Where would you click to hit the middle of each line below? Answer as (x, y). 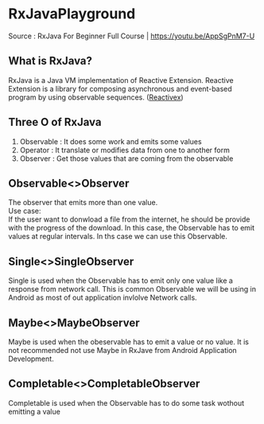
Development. (31, 359)
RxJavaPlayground (72, 14)
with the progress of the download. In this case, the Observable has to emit (132, 228)
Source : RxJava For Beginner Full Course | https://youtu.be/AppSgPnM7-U (132, 36)
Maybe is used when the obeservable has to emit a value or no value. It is (128, 342)
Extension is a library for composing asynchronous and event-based (120, 88)
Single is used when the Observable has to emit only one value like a (120, 281)
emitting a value (35, 411)
